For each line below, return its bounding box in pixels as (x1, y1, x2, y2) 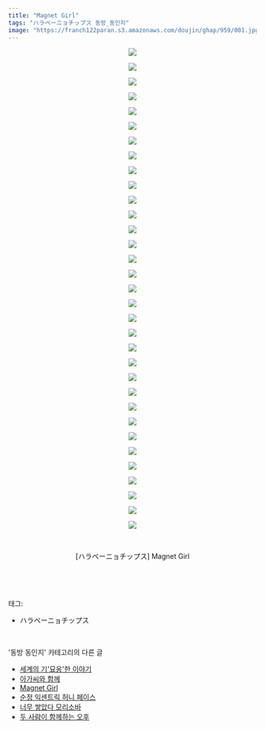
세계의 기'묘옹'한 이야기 (19, 664, 92, 674)
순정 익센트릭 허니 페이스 (19, 693, 96, 702)
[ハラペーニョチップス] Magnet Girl (75, 552, 190, 561)
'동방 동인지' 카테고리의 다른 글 (8, 648, 103, 657)
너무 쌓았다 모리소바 (19, 702, 81, 712)
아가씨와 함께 (19, 675, 61, 684)
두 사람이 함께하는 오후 (19, 712, 90, 722)
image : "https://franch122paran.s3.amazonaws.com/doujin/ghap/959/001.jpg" (8, 26, 263, 34)
